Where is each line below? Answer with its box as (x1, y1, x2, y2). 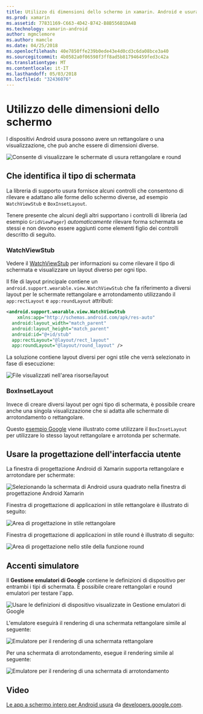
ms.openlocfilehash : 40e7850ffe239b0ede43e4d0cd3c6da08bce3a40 (6, 48, 169, 54)
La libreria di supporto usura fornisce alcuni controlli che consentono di (6, 187, 184, 194)
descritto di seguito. (6, 231, 56, 238)
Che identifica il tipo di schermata (6, 171, 136, 182)
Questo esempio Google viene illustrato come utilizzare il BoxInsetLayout (6, 425, 187, 433)
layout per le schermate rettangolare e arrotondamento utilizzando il (6, 291, 176, 298)
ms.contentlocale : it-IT (6, 65, 69, 71)
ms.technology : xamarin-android (6, 25, 88, 32)
